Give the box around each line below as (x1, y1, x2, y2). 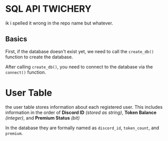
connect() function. (5, 69, 46, 75)
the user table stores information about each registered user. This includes (5, 104, 163, 110)
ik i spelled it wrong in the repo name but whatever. (5, 20, 114, 26)
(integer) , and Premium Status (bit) (5, 114, 80, 121)
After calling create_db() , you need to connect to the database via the (5, 63, 153, 69)
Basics (5, 35, 27, 43)
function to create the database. (5, 54, 73, 60)
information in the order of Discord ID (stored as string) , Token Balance (5, 109, 157, 115)
